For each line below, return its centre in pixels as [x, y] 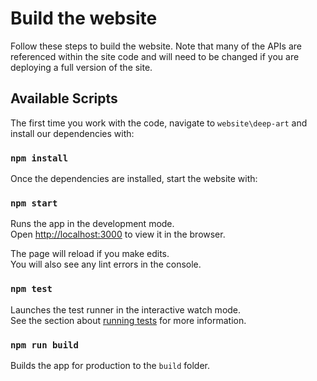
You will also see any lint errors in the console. [106, 264]
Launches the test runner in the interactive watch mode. [126, 309]
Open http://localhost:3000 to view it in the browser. [118, 234]
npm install [39, 158]
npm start [34, 203]
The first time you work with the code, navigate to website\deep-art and [159, 123]
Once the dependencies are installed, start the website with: [134, 179]
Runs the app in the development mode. [92, 224]
